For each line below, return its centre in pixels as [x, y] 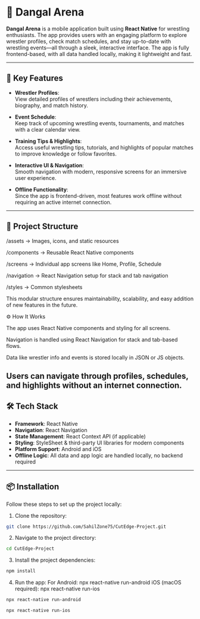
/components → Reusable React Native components [70, 252]
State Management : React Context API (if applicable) [80, 436]
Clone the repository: [41, 515]
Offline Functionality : [41, 189]
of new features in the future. [42, 305]
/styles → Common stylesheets [44, 287]
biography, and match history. [51, 105]
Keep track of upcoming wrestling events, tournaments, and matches [99, 123]
